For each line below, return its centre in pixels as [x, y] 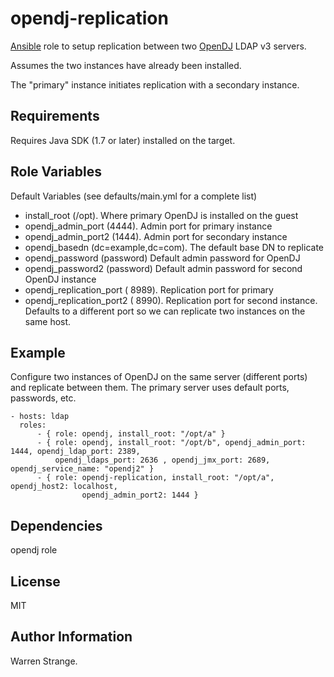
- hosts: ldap [40, 417]
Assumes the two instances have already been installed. [126, 65]
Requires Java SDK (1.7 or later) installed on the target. [123, 140]
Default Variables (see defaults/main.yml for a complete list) [134, 196]
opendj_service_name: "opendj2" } [82, 469]
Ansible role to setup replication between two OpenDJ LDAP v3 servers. [158, 46]
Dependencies [56, 525]
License [35, 581]
